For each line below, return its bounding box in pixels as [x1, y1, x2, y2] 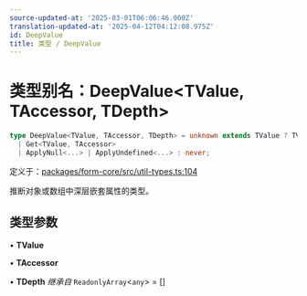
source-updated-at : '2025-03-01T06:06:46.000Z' [9, 13, 195, 23]
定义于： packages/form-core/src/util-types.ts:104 [9, 165, 198, 176]
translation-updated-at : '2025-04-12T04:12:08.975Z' [9, 22, 215, 31]
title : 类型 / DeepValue [9, 38, 101, 48]
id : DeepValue [9, 30, 64, 39]
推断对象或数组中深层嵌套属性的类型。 [9, 185, 153, 196]
